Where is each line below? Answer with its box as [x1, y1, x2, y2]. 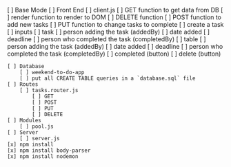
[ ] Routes [7, 81, 39, 88]
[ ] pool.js [19, 123, 54, 130]
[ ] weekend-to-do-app [19, 69, 85, 76]
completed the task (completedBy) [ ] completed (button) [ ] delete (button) [7, 49, 221, 58]
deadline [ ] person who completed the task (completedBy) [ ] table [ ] [7, 35, 206, 43]
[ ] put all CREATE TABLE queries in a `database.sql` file [19, 75, 196, 82]
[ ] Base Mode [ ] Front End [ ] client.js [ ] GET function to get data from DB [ [7, 6, 223, 14]
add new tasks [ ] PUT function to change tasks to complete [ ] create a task [7, 21, 224, 28]
